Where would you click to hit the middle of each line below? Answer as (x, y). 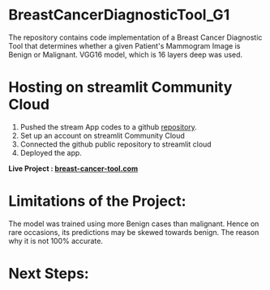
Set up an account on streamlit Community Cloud (102, 135)
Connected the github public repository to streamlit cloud (116, 144)
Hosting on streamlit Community (120, 87)
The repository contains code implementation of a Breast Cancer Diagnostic (135, 37)
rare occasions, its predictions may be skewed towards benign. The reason (134, 232)
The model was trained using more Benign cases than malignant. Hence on (134, 224)
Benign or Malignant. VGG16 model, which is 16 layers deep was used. (126, 54)
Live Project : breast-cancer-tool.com (73, 168)
